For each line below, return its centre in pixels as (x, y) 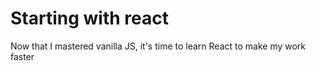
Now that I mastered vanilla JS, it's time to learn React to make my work (158, 46)
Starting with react (89, 18)
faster (22, 56)
